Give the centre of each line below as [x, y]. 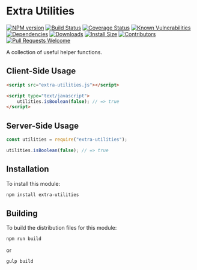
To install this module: [33, 183]
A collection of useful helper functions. [54, 52]
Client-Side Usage [41, 71]
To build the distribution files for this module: [62, 228]
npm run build [24, 239]
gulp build [20, 262]
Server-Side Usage [43, 125]
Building [22, 213]
